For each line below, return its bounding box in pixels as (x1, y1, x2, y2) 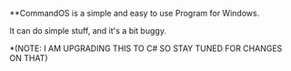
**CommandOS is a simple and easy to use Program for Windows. (9, 8, 260, 18)
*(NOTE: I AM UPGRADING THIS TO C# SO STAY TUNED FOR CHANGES (9, 43, 283, 54)
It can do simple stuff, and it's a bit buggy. (9, 25, 166, 35)
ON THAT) (9, 53, 48, 63)
